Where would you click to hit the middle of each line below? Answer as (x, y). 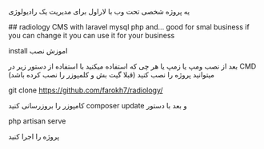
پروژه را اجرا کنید (34, 136)
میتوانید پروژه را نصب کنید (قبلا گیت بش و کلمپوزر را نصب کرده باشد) (111, 74)
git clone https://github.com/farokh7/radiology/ (86, 90)
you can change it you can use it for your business (92, 35)
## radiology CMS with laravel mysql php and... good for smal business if (129, 27)
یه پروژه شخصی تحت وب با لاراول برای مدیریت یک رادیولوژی (99, 12)
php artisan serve (37, 121)
